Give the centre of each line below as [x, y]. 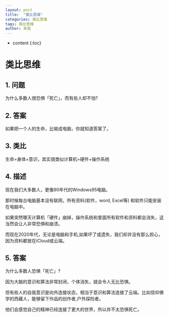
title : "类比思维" [24, 15]
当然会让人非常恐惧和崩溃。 [34, 224]
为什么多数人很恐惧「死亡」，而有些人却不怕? [52, 98]
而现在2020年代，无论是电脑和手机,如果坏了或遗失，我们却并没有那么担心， [84, 234]
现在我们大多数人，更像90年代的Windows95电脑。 [58, 189]
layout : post [19, 10]
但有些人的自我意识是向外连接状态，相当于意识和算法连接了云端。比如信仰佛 [84, 292]
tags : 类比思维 [20, 24]
